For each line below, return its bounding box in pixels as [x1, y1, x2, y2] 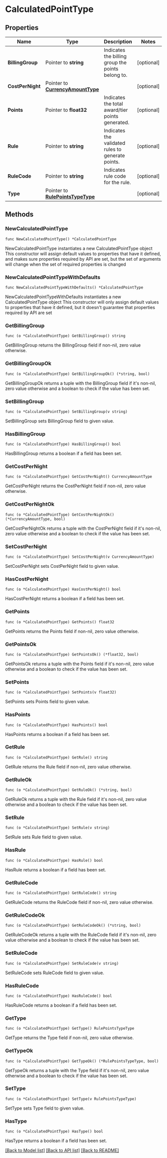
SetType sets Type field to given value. [5, 1105, 84, 1111]
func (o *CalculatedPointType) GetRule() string [5, 755, 108, 760]
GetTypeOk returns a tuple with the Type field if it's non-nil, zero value [5, 1067, 149, 1073]
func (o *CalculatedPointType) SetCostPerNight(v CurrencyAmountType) [5, 554, 155, 560]
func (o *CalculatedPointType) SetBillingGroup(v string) [5, 409, 128, 414]
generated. [103, 119, 130, 126]
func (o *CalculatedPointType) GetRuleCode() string [5, 890, 117, 896]
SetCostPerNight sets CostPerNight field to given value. [5, 563, 119, 569]
